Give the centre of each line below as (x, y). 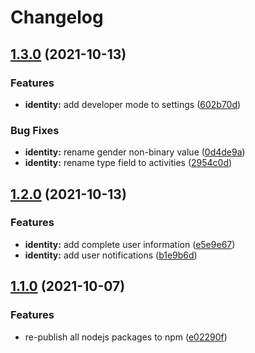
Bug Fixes (35, 130)
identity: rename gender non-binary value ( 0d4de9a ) (135, 152)
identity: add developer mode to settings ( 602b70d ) (133, 104)
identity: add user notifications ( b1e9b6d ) (111, 255)
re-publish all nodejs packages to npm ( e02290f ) (126, 337)
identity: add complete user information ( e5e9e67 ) (130, 244)
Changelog (57, 17)
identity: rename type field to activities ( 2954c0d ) (128, 163)
